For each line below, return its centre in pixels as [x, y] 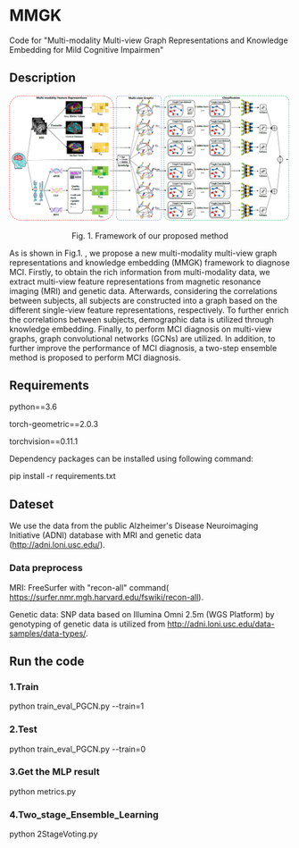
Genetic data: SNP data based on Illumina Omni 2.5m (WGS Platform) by [142, 614]
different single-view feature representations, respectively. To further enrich [149, 310]
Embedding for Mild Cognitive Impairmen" [87, 49]
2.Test [23, 729]
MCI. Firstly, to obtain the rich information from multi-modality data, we [140, 272]
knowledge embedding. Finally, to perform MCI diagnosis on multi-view [141, 329]
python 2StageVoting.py [54, 834]
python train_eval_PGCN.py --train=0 [78, 749]
